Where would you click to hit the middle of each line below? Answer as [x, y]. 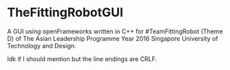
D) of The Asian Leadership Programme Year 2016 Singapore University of [113, 38]
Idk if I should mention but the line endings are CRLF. [82, 58]
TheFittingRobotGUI [65, 13]
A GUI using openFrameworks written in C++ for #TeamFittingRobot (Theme [115, 31]
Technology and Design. [42, 46]
